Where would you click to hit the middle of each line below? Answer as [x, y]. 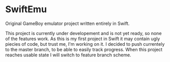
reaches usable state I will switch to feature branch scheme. [68, 55]
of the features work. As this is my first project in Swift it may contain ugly [83, 39]
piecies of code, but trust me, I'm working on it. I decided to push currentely [85, 44]
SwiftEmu [26, 9]
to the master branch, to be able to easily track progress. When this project [84, 49]
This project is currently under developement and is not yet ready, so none [83, 33]
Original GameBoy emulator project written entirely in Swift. [67, 23]
